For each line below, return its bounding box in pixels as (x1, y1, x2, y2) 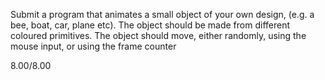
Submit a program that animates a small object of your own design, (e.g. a (10, 9, 315, 20)
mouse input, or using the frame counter (10, 40, 177, 52)
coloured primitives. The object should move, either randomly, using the (10, 30, 307, 41)
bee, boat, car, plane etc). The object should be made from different (10, 19, 291, 31)
